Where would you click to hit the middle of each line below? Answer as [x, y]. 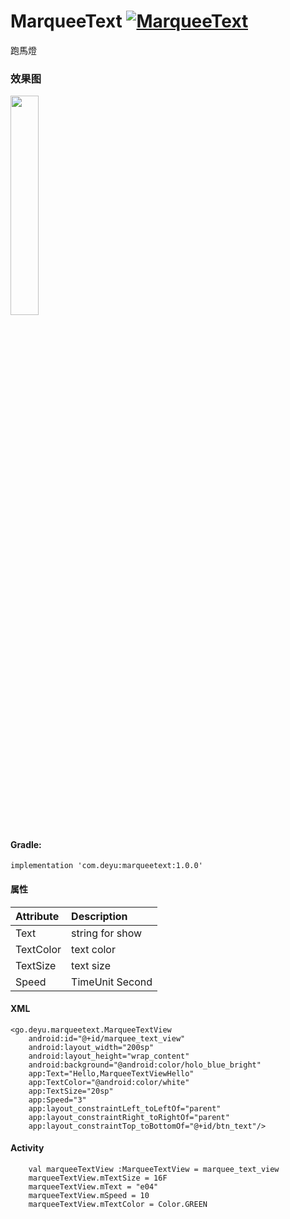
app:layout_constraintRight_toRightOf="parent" [129, 1117]
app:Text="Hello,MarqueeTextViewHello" [111, 1073]
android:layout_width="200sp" [91, 1047]
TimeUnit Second [112, 982]
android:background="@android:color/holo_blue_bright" [145, 1065]
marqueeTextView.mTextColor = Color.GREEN [118, 1205]
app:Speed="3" [57, 1100]
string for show [107, 933]
